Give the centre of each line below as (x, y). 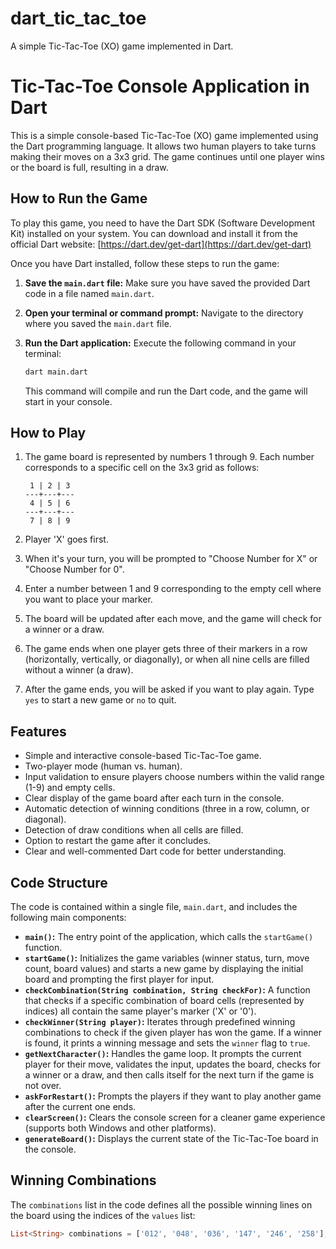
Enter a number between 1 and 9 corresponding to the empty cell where (173, 589)
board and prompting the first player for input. (119, 979)
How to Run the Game (79, 198)
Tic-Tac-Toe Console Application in (160, 86)
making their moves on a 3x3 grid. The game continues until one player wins (167, 156)
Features (38, 731)
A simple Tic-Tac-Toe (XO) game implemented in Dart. (122, 46)
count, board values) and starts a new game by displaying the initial (164, 968)
